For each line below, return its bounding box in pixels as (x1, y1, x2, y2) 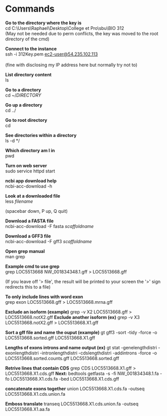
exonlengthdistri (5, 350, 39, 356)
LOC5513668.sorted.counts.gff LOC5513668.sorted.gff (5, 355, 120, 361)
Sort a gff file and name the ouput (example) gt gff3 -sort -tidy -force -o (5, 329, 157, 335)
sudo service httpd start (5, 168, 55, 174)
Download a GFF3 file (5, 233, 51, 239)
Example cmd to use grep (5, 263, 60, 269)
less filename (5, 198, 33, 204)
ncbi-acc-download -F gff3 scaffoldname (5, 238, 92, 244)
